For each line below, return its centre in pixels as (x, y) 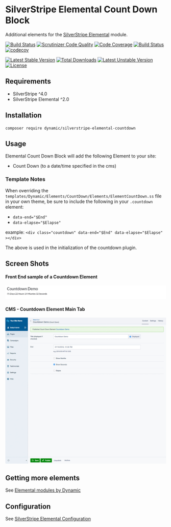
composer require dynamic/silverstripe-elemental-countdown (71, 128)
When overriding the (27, 190)
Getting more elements (43, 478)
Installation (23, 116)
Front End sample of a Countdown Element (52, 277)
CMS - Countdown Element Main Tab (45, 309)
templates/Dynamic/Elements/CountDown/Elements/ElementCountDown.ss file (83, 196)
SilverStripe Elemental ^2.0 (41, 99)
